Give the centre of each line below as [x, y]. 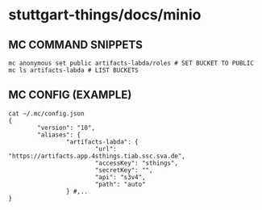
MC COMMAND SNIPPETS [76, 45]
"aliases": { [59, 135]
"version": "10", [66, 128]
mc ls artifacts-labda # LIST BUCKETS [73, 70]
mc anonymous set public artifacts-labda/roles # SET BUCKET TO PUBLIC [131, 63]
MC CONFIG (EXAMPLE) [70, 95]
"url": [106, 149]
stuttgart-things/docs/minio [105, 15]
